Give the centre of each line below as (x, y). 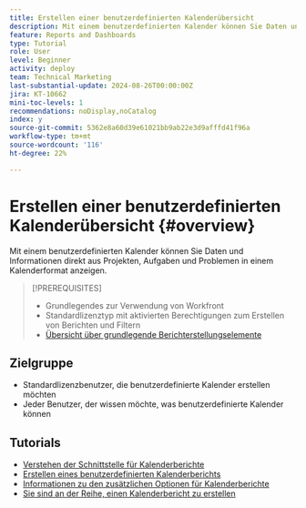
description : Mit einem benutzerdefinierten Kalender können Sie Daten (148, 26)
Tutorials (35, 442)
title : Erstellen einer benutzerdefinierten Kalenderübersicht (132, 18)
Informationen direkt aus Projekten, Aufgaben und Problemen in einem (142, 260)
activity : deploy (42, 69)
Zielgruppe (41, 363)
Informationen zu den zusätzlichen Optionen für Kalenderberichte (146, 484)
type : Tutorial (38, 43)
